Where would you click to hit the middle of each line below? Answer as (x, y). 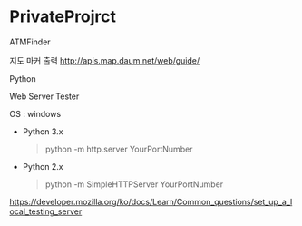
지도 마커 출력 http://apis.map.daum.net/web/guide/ (105, 60)
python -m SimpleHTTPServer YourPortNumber (134, 184)
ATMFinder (30, 42)
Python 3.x (43, 131)
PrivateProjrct (63, 17)
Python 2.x (43, 166)
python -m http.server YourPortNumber (119, 149)
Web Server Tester (44, 96)
